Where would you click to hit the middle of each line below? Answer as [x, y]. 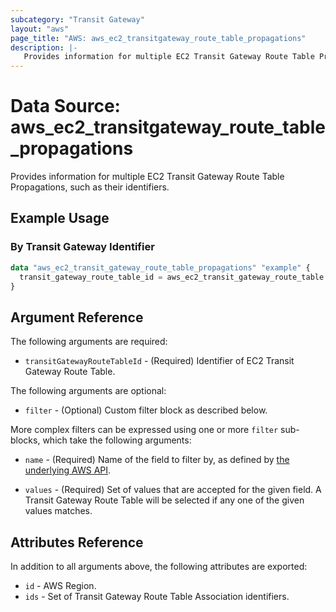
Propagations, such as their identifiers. [90, 187]
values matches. [58, 511]
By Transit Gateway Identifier [82, 247]
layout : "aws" [40, 29]
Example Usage [60, 218]
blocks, [25, 440]
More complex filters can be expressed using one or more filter [144, 430]
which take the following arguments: [117, 440]
